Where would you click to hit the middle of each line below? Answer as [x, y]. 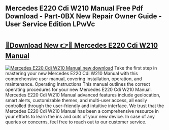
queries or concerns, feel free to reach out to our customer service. [76, 122]
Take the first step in [136, 68]
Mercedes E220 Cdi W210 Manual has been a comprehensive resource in [82, 111]
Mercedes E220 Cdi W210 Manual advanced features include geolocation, [83, 95]
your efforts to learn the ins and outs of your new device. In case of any [80, 117]
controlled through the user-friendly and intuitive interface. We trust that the [85, 106]
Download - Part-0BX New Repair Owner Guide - [84, 17]
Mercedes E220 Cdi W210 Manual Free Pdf [74, 8]
